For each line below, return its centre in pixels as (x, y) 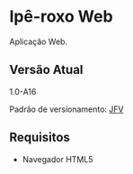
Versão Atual (46, 70)
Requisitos (40, 137)
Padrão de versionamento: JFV (66, 109)
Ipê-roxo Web (62, 17)
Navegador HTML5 (58, 159)
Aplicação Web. (39, 41)
